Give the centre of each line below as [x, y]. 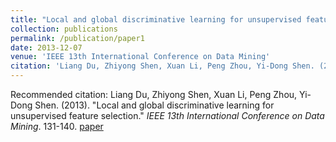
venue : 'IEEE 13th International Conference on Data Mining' [140, 57]
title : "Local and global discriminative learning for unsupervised [156, 19]
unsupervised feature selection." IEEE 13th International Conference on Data [167, 115]
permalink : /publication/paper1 [77, 38]
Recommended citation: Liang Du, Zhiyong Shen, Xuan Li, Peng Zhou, [154, 94]
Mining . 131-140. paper [57, 126]
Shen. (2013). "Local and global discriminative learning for [154, 105]
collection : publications [64, 29]
